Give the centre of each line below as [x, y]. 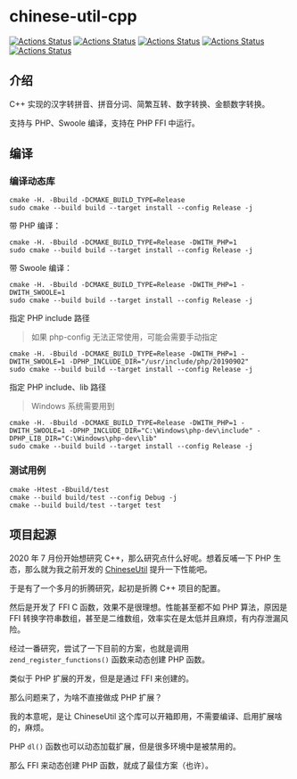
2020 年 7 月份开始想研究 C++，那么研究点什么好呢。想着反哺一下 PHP [140, 558]
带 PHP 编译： [35, 225]
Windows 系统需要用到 [73, 406]
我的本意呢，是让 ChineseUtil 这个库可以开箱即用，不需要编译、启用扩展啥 [146, 716]
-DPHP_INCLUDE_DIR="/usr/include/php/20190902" [159, 362]
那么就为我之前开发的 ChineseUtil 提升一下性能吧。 [118, 569]
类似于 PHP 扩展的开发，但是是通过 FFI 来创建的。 [102, 678]
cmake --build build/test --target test [86, 505]
